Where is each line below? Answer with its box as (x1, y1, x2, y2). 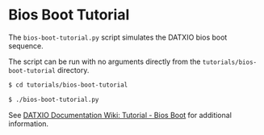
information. (8, 119, 49, 129)
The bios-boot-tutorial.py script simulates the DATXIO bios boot (8, 32, 228, 42)
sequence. (8, 40, 44, 50)
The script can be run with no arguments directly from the (8, 57, 201, 66)
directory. (57, 65, 90, 74)
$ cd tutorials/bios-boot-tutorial (8, 81, 128, 89)
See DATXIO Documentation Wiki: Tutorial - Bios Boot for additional (8, 110, 233, 120)
